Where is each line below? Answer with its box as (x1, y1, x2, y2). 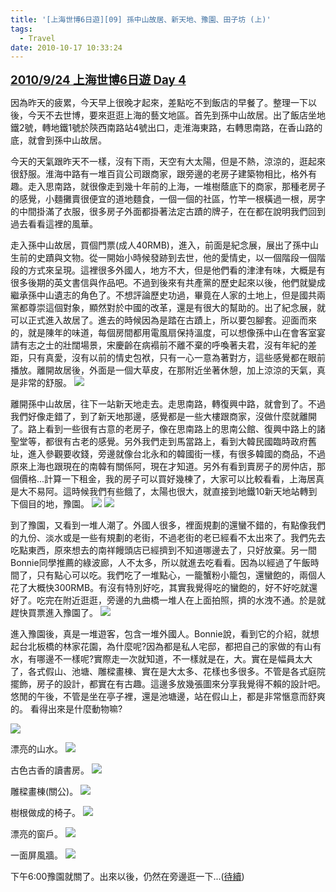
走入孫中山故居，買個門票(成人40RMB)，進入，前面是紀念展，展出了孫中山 (10, 239, 319, 251)
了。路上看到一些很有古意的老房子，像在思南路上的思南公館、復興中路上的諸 (10, 423, 326, 435)
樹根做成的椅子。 (10, 807, 81, 819)
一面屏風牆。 (10, 849, 63, 861)
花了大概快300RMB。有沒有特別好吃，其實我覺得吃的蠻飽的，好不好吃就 (10, 582, 310, 594)
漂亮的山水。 (10, 743, 63, 755)
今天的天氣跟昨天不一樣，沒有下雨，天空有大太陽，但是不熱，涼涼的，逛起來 (10, 156, 326, 168)
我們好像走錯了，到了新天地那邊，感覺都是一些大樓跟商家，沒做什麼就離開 (10, 411, 317, 423)
